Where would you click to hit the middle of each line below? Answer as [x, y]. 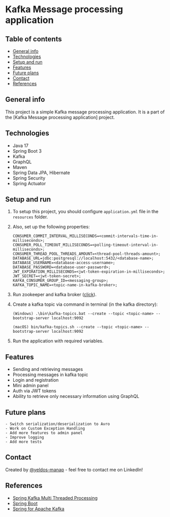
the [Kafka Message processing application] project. [60, 117]
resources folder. [30, 217]
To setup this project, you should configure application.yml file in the [86, 212]
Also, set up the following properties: [51, 227]
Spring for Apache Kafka [38, 509]
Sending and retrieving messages [48, 369]
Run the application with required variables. [58, 341]
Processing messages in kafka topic [50, 375]
